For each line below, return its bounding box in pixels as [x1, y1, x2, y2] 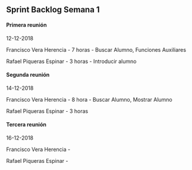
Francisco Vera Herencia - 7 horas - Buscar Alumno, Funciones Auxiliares [6, 46, 186, 53]
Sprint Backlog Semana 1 [6, 5, 100, 15]
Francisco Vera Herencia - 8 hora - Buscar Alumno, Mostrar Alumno [6, 96, 172, 103]
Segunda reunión [6, 71, 50, 78]
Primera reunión [6, 21, 47, 29]
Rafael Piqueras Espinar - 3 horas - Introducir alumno [6, 58, 137, 65]
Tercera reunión [6, 121, 46, 128]
